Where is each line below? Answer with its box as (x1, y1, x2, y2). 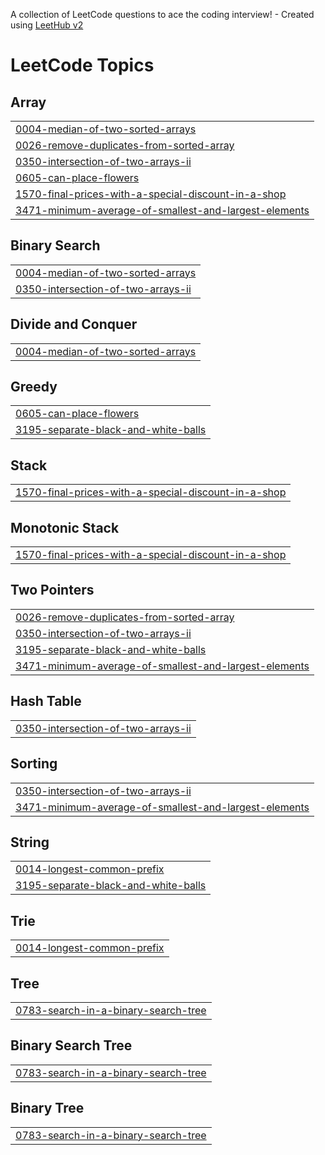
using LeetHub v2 (10, 19, 84, 31)
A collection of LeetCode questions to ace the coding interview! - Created (10, 9, 315, 20)
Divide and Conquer (10, 316, 138, 333)
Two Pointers (10, 582, 95, 599)
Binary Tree (10, 1100, 85, 1117)
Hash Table (10, 693, 82, 710)
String (10, 834, 50, 851)
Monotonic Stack (10, 519, 120, 536)
